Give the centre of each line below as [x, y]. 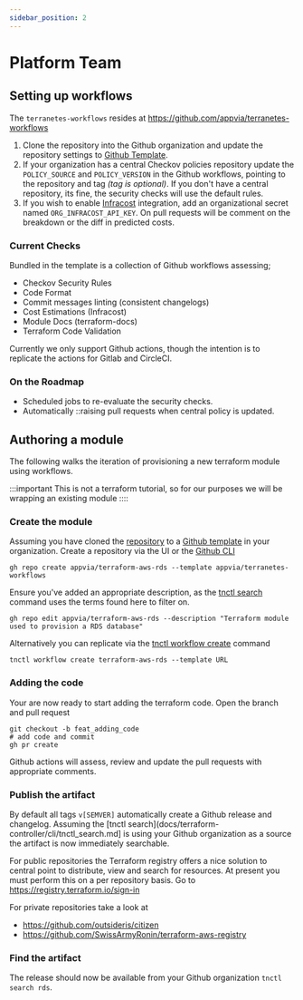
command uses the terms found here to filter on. [99, 602]
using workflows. [42, 471]
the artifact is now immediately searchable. [90, 843]
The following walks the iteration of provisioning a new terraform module [145, 461]
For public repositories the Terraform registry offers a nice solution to [138, 860]
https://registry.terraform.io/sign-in [75, 889]
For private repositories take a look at [79, 907]
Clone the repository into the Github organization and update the [143, 145]
